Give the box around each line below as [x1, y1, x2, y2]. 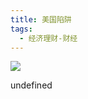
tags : [10, 24, 33, 34]
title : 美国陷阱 [10, 14, 72, 25]
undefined [10, 79, 53, 91]
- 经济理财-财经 [19, 33, 78, 43]
